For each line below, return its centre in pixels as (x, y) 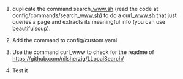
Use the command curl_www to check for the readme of (83, 52)
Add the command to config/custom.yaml (65, 40)
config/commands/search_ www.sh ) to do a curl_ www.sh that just (94, 15)
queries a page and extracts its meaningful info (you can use (89, 22)
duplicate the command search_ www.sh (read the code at (85, 9)
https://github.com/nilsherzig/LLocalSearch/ (68, 58)
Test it (20, 70)
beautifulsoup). (31, 28)
